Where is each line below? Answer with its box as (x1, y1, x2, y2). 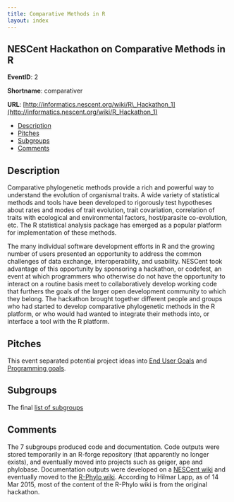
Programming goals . (7, 363, 66, 372)
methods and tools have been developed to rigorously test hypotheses (7, 199, 213, 207)
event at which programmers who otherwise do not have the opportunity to (7, 272, 226, 281)
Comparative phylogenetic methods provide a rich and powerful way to (7, 183, 214, 192)
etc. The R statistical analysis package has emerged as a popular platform (7, 221, 222, 230)
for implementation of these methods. (7, 228, 117, 237)
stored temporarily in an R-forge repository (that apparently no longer (7, 450, 209, 458)
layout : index (7, 17, 49, 24)
